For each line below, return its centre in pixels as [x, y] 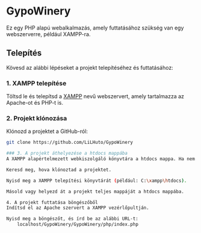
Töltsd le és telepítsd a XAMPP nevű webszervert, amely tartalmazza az [95, 96]
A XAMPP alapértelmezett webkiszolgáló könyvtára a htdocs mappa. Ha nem [101, 159]
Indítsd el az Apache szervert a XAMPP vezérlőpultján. [78, 208]
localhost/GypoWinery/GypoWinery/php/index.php [78, 225]
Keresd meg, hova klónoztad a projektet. [59, 170]
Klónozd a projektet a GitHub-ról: [47, 131]
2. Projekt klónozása [37, 118]
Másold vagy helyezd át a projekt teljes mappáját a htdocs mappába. [95, 191]
